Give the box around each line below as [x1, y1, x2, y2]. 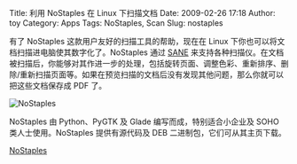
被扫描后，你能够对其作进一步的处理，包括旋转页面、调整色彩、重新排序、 [9, 59, 281, 68]
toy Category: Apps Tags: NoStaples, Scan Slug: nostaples [9, 18, 223, 28]
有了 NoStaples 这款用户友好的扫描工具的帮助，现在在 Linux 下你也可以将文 [9, 36, 285, 46]
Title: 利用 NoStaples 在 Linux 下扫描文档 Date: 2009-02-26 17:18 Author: [9, 8, 276, 18]
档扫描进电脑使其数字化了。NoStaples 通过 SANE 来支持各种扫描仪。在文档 [9, 47, 285, 58]
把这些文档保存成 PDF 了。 [9, 81, 107, 90]
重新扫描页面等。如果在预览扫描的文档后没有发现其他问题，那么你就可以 [20, 69, 285, 80]
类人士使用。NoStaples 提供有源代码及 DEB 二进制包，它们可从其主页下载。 [9, 128, 286, 137]
